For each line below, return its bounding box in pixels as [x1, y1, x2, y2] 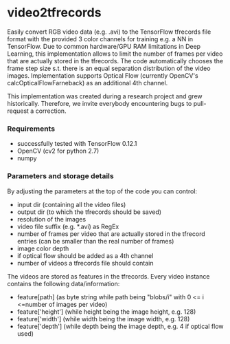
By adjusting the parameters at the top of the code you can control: [7, 187, 198, 195]
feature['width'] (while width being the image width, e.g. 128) [16, 314, 190, 323]
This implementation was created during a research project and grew [7, 92, 203, 100]
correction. [35, 107, 67, 115]
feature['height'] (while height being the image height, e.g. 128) [16, 308, 196, 316]
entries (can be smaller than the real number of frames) [16, 237, 174, 245]
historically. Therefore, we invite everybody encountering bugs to [7, 99, 192, 107]
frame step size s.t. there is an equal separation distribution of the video [7, 64, 211, 72]
